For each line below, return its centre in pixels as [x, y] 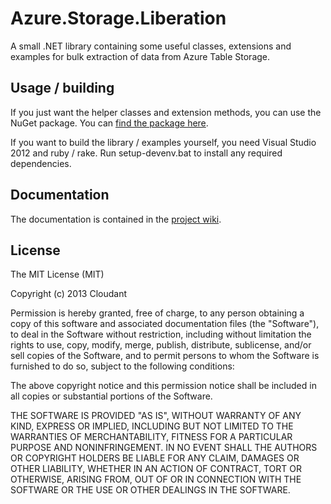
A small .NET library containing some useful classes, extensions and [151, 46]
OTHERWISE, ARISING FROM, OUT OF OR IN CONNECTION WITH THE [156, 479]
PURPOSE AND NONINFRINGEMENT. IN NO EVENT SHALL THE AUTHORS [164, 448]
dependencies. [41, 163]
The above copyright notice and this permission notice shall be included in [163, 386]
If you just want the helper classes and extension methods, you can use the [166, 112]
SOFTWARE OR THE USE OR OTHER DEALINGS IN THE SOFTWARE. [150, 490]
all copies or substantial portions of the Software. [111, 396]
